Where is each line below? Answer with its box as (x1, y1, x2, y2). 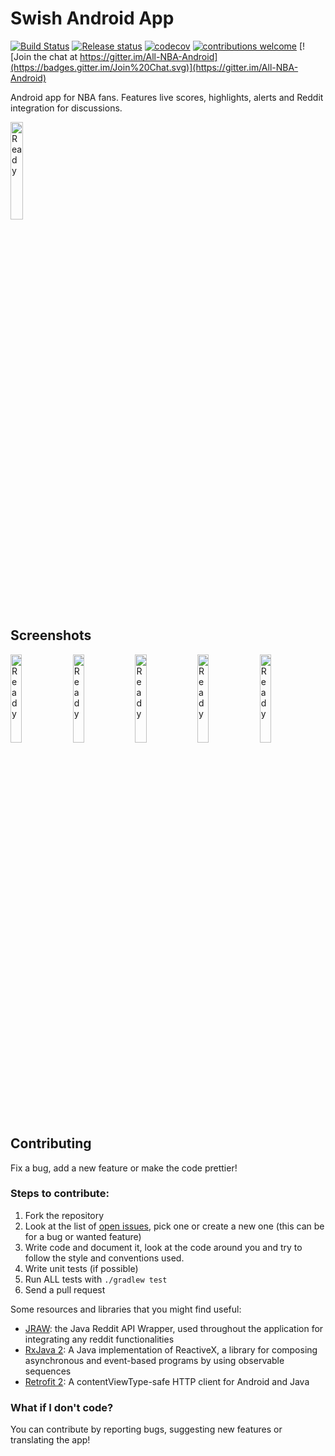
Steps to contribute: (10, 1187, 110, 1201)
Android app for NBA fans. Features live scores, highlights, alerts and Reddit (10, 91, 324, 103)
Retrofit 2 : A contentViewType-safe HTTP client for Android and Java (24, 1375, 310, 1387)
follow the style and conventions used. (24, 1252, 185, 1264)
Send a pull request (24, 1283, 106, 1296)
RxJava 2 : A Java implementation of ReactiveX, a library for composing (24, 1343, 318, 1356)
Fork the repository (24, 1209, 105, 1221)
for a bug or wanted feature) (24, 1230, 142, 1242)
